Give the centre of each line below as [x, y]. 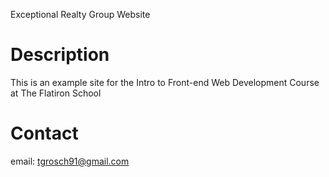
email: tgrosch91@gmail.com [70, 161]
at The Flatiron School [56, 93]
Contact [44, 133]
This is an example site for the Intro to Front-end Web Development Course [165, 82]
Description [60, 55]
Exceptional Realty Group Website [80, 14]
